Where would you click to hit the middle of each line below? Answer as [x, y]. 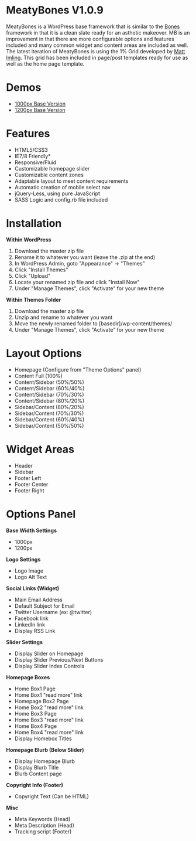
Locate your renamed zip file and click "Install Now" [77, 282]
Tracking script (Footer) [43, 831]
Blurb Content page [38, 774]
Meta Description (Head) [44, 825]
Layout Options [44, 353]
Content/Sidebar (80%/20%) [49, 401]
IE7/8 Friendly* [32, 156]
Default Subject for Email [44, 606]
